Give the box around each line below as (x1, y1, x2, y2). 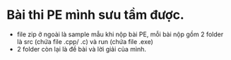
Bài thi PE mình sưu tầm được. (6, 7, 184, 23)
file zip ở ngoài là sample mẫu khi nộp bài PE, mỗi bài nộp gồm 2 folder (16, 30, 224, 38)
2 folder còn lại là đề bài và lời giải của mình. (16, 45, 146, 53)
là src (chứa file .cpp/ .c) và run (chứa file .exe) (16, 37, 153, 45)
